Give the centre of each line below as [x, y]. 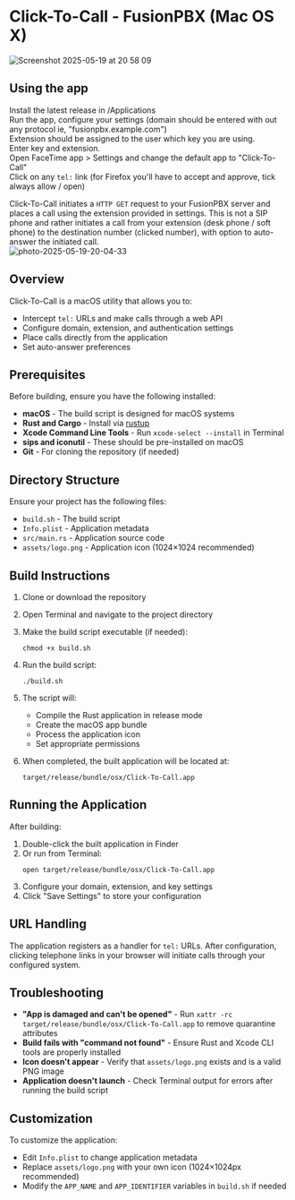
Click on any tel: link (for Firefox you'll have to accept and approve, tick [142, 176]
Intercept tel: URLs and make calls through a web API [122, 318]
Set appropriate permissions [88, 744]
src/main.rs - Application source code [93, 538]
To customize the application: [63, 1140]
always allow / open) [47, 186]
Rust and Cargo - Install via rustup [86, 424]
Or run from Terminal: [62, 853]
